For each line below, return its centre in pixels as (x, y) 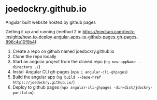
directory (22, 67)
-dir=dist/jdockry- (133, 87)
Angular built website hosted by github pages (51, 22)
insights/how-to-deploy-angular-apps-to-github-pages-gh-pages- (72, 37)
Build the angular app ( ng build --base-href (57, 77)
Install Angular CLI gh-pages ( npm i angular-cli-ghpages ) (70, 71)
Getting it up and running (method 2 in (43, 31)
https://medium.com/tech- (109, 31)
